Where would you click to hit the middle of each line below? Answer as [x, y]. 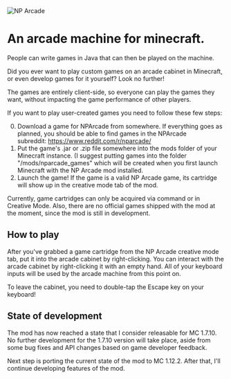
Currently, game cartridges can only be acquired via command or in [104, 198]
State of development [55, 316]
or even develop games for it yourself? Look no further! [86, 78]
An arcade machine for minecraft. [106, 39]
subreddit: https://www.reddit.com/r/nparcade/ [84, 140]
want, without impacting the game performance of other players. [99, 99]
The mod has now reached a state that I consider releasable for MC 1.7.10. [112, 333]
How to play [33, 235]
